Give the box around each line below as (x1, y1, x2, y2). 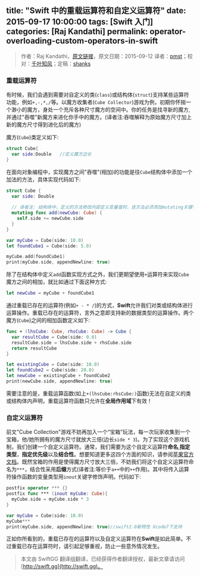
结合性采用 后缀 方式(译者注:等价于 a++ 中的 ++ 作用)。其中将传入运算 (29, 465, 189, 473)
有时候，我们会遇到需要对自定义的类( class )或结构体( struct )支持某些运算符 (6, 91, 189, 99)
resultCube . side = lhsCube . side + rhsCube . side (11, 339, 132, 345)
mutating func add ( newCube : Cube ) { (11, 210, 102, 216)
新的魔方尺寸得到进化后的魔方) (6, 121, 82, 128)
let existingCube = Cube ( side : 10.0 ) (6, 361, 100, 367)
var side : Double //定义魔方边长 (11, 151, 92, 157)
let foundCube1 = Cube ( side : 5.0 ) (6, 243, 92, 249)
